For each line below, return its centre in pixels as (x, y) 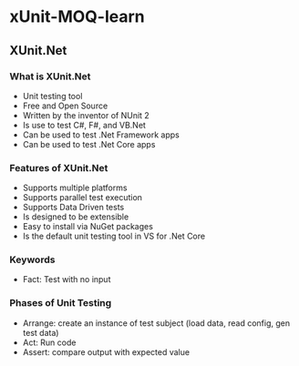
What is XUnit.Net (50, 76)
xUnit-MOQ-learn (77, 17)
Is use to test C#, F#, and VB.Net (84, 125)
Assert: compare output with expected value (106, 351)
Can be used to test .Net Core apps (89, 144)
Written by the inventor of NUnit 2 (86, 115)
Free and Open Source (65, 106)
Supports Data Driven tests (73, 208)
